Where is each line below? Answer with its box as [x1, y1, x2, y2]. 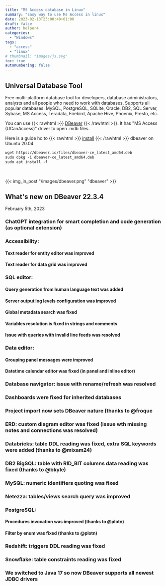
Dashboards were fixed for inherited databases [5, 394, 122, 401]
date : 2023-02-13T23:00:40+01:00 [5, 16, 75, 21]
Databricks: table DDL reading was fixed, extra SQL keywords [5, 440, 157, 447]
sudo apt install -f [5, 159, 48, 165]
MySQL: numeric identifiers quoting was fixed [5, 479, 119, 486]
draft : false [5, 21, 32, 26]
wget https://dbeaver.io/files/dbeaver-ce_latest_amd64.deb [5, 150, 133, 155]
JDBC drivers [5, 576, 38, 583]
